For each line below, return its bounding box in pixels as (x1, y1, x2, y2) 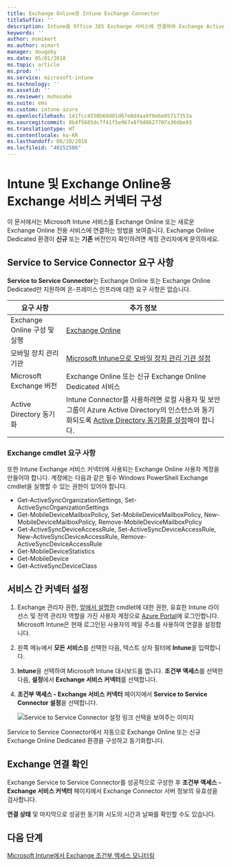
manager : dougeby (7, 49, 57, 56)
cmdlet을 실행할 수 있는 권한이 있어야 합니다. (7, 483, 127, 491)
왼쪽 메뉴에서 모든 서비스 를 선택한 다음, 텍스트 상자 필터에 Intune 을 (16, 643, 197, 651)
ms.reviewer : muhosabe (7, 94, 72, 101)
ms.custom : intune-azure (7, 106, 78, 113)
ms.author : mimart (7, 42, 60, 49)
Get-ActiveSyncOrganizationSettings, (16, 496, 124, 505)
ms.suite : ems (7, 100, 48, 107)
